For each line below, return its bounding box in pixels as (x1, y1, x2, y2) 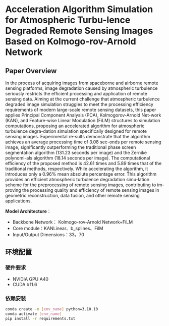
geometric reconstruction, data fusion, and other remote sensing (5, 193, 140, 198)
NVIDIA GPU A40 (12, 276, 49, 282)
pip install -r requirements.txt (5, 316, 76, 321)
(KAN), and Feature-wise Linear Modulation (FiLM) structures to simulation (5, 118, 160, 123)
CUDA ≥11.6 (12, 281, 37, 287)
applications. (5, 198, 32, 204)
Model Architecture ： (5, 208, 51, 214)
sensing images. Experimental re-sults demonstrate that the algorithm (5, 134, 150, 139)
